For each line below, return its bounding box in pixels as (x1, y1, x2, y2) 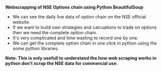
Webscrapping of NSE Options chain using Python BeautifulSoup (5, 4, 144, 10)
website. (12, 19, 31, 25)
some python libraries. (12, 46, 59, 51)
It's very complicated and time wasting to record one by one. (12, 35, 139, 41)
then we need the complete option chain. (12, 30, 98, 35)
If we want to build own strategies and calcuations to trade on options (12, 24, 157, 30)
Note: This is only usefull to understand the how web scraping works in (5, 55, 157, 61)
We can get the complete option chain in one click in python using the (12, 40, 157, 46)
